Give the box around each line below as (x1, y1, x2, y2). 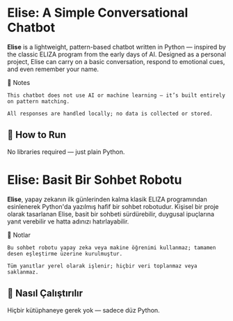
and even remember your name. (7, 65, 99, 73)
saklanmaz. (7, 268, 39, 276)
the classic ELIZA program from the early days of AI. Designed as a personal (7, 50, 226, 58)
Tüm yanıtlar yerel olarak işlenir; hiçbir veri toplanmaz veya (7, 263, 198, 269)
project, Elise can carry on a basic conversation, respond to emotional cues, (7, 57, 225, 65)
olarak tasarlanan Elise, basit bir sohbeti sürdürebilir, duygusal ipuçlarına (7, 210, 214, 218)
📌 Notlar (7, 230, 31, 239)
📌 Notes (7, 78, 31, 86)
